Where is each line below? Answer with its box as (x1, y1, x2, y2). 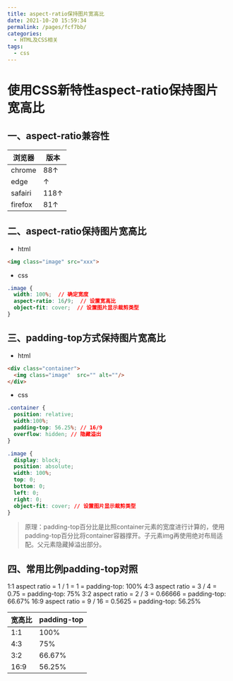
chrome (11, 165, 37, 175)
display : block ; (13, 457, 61, 464)
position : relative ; (13, 411, 74, 418)
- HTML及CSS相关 (13, 37, 59, 44)
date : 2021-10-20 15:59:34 (7, 17, 87, 24)
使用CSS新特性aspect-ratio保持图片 (7, 83, 219, 99)
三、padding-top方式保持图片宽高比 (7, 332, 166, 344)
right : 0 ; (13, 495, 42, 503)
